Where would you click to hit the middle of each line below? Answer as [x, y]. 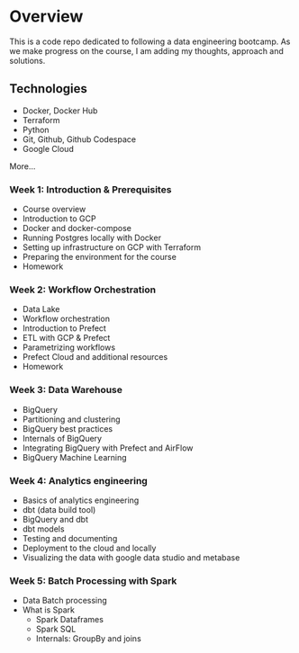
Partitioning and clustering [71, 419]
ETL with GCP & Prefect [66, 338]
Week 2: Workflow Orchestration [82, 290]
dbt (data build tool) [59, 509]
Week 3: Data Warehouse [66, 390]
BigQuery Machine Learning [75, 457]
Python [36, 130]
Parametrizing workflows [68, 347]
